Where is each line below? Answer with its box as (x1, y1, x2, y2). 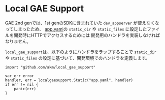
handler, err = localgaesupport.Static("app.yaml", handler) (5, 77, 133, 83)
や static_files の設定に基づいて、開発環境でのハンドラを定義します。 (5, 55, 150, 61)
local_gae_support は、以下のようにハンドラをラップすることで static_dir (5, 49, 157, 55)
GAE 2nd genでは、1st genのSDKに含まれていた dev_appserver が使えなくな (5, 20, 160, 26)
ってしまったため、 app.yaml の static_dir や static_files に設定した (5, 26, 147, 32)
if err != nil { (5, 82, 38, 87)
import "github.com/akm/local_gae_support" (5, 65, 96, 69)
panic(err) (14, 86, 36, 91)
